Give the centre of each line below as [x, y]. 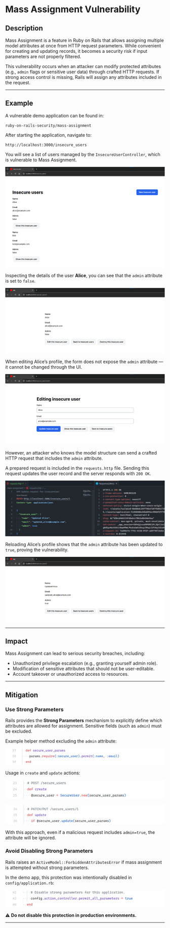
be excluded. [19, 731]
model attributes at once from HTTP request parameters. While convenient [83, 46]
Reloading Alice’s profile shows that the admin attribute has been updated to [84, 544]
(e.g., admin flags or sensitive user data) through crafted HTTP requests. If [82, 72]
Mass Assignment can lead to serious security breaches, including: [75, 653]
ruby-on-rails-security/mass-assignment [49, 126]
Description [24, 28]
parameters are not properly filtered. [43, 56]
